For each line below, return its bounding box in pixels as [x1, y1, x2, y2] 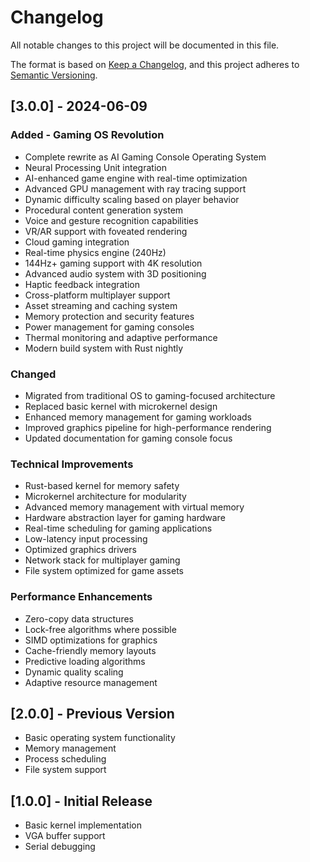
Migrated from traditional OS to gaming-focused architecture [24, 389, 276, 401]
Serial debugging [24, 841, 96, 853]
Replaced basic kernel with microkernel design [24, 400, 218, 412]
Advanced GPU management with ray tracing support [24, 182, 247, 195]
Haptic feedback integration [24, 278, 141, 290]
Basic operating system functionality [24, 732, 176, 744]
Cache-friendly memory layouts [24, 644, 157, 656]
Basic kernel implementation [24, 819, 142, 831]
